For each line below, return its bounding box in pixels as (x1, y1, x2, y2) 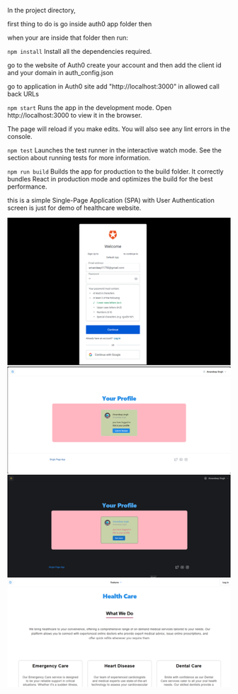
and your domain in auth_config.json (7, 69, 114, 77)
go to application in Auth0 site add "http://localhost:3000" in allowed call (7, 82, 220, 91)
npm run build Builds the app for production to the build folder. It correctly (7, 167, 224, 176)
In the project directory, (7, 6, 76, 14)
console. (7, 133, 33, 140)
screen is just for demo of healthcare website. (7, 203, 142, 212)
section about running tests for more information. (7, 154, 151, 162)
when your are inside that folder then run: (7, 33, 129, 42)
